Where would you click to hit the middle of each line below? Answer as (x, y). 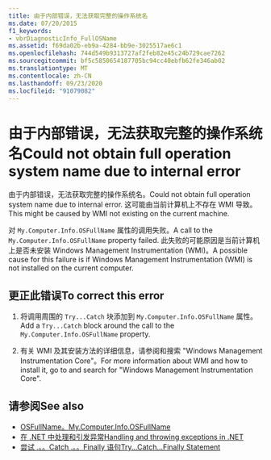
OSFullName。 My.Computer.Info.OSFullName (95, 427)
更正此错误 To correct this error (86, 295)
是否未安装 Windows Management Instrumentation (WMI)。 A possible (131, 250)
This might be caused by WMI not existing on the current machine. (119, 214)
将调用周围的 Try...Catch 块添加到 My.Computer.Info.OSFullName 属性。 (139, 316)
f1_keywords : (30, 31)
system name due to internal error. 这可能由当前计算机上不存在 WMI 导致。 (133, 205)
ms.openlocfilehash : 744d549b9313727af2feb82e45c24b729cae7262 (117, 53)
